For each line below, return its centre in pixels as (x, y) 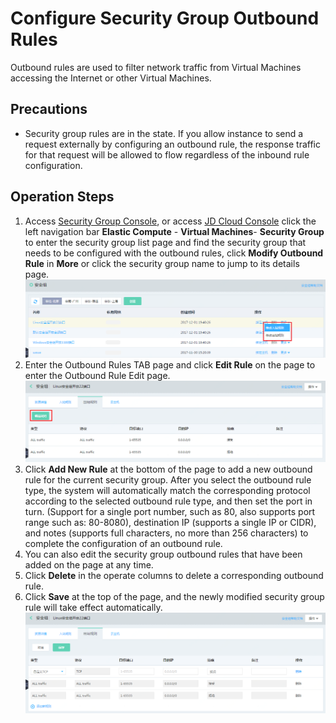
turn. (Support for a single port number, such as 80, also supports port (170, 511)
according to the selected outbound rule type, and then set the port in (168, 501)
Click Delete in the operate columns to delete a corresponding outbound (174, 575)
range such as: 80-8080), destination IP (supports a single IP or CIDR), (170, 522)
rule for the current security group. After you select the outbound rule (168, 479)
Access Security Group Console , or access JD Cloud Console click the (170, 221)
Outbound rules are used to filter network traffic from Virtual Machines (156, 67)
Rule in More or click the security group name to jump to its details (162, 263)
